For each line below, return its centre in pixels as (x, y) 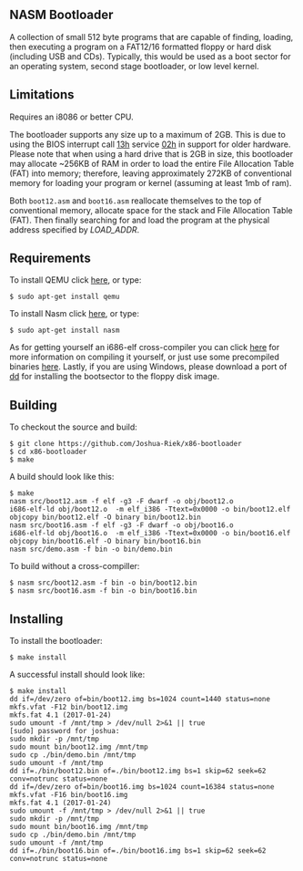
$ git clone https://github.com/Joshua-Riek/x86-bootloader (126, 444)
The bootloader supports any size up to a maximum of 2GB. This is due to (148, 134)
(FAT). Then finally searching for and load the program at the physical (140, 220)
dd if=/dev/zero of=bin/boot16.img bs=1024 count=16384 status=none (142, 787)
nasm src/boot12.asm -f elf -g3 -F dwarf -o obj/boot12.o (121, 502)
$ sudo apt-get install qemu (65, 297)
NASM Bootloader (61, 15)
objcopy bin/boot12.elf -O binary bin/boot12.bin (106, 518)
